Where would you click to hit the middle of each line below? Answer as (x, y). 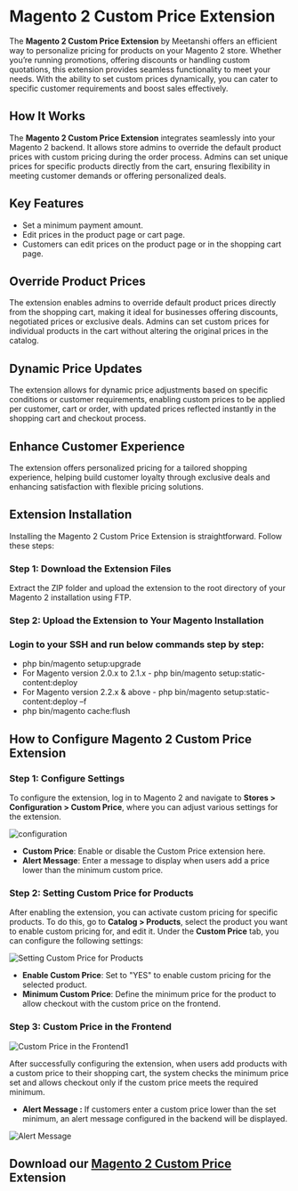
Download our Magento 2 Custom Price (121, 1164)
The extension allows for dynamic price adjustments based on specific (139, 390)
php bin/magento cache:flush (76, 711)
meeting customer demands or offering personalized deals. (118, 175)
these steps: (32, 546)
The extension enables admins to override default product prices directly (143, 303)
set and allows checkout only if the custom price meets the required (134, 1082)
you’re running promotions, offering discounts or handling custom (130, 60)
